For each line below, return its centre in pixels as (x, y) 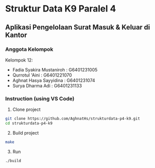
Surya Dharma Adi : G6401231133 (47, 85)
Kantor (16, 35)
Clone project (27, 109)
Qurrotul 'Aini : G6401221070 (42, 75)
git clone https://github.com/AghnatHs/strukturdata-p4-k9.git (73, 119)
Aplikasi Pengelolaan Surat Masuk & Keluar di (78, 27)
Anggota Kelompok (29, 49)
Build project (26, 132)
